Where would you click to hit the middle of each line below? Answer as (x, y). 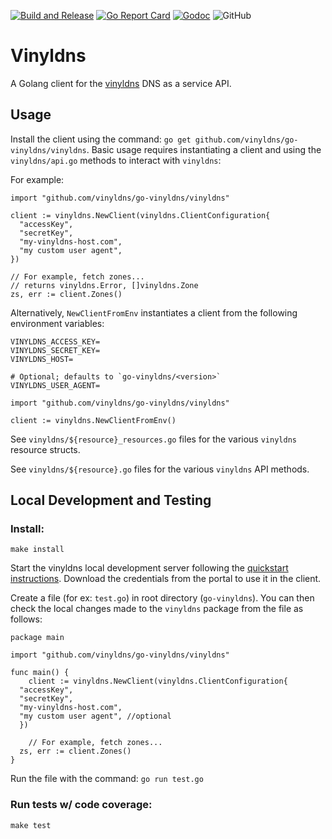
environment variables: (57, 323)
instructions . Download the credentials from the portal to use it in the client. (166, 579)
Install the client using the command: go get (101, 139)
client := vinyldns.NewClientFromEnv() (93, 420)
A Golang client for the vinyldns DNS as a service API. (121, 83)
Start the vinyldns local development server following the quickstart (149, 568)
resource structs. (45, 449)
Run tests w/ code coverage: (81, 805)
